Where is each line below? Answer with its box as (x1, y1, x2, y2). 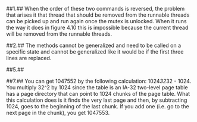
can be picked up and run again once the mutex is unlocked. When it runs (6, 18, 187, 24)
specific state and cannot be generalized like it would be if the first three (6, 48, 184, 55)
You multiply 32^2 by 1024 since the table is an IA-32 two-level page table (6, 84, 189, 91)
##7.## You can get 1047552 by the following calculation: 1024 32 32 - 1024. (6, 77, 192, 85)
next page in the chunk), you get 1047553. (6, 110, 110, 116)
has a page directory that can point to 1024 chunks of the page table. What (6, 90, 190, 97)
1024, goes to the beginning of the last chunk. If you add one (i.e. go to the (6, 103, 189, 110)
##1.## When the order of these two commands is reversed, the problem (6, 5, 185, 12)
